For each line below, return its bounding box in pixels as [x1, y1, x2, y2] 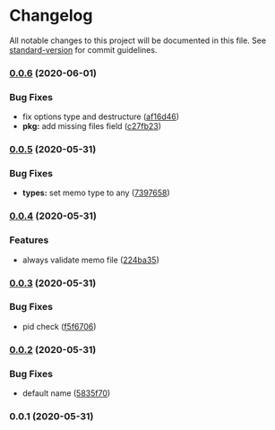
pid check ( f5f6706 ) [21, 321, 97, 331]
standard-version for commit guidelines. [9, 44, 158, 55]
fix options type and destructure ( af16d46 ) [21, 111, 180, 122]
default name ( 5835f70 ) [21, 388, 111, 399]
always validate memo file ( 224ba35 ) [21, 254, 159, 265]
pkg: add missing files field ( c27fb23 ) [21, 121, 162, 132]
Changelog [9, 5, 93, 26]
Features [9, 234, 49, 246]
